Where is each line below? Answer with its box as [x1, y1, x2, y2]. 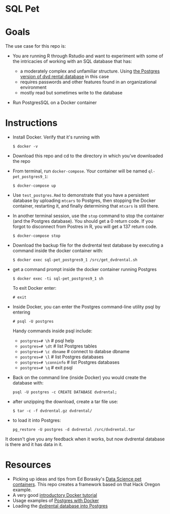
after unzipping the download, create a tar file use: [12, 399, 118, 405]
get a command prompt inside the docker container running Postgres [12, 266, 157, 272]
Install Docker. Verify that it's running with [12, 134, 100, 140]
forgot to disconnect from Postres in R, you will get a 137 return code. [12, 224, 158, 230]
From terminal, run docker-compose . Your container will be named [12, 168, 148, 174]
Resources [5, 459, 52, 471]
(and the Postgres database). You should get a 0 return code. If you [12, 218, 153, 224]
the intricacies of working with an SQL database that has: [12, 58, 133, 64]
